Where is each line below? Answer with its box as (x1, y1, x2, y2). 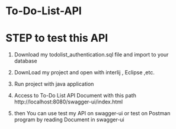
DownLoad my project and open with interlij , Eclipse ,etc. (14, 69, 155, 76)
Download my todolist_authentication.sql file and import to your (14, 51, 169, 58)
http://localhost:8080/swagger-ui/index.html (14, 98, 123, 105)
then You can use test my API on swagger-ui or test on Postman (14, 110, 171, 117)
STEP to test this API (5, 32, 108, 45)
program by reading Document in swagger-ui (14, 116, 125, 123)
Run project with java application (14, 80, 94, 87)
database (14, 58, 37, 65)
